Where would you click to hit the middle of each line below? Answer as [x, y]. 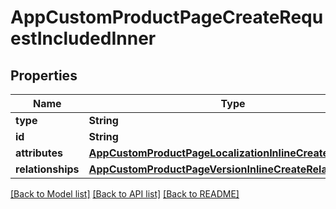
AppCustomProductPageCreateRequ [167, 17]
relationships [47, 169]
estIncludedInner [83, 38]
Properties [44, 75]
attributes [39, 153]
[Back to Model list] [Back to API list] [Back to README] [125, 194]
